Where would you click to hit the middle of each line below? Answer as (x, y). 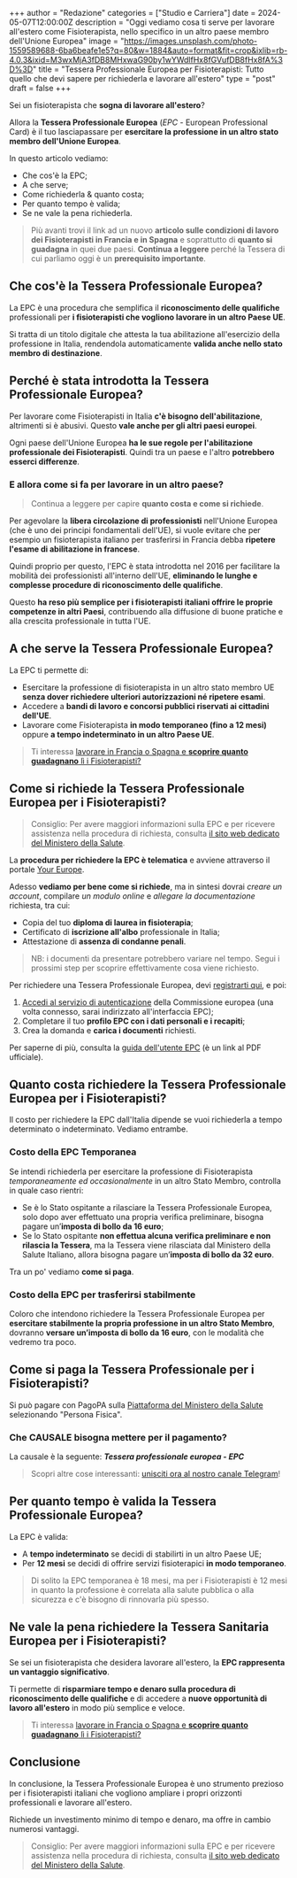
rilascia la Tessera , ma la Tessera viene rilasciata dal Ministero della (146, 1245)
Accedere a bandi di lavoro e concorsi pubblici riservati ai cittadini (145, 706)
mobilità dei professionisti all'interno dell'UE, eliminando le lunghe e (133, 576)
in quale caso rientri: (46, 1190)
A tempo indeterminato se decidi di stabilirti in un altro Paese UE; (142, 1554)
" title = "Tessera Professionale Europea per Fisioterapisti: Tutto (148, 69)
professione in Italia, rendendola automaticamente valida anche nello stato (146, 344)
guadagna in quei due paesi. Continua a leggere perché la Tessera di (158, 249)
